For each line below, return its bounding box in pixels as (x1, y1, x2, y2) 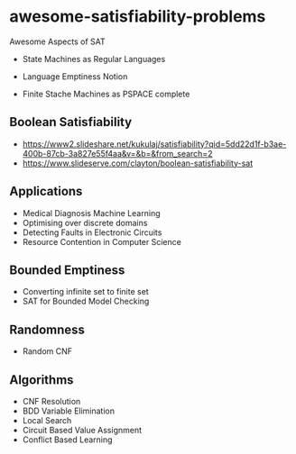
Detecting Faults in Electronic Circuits (22, 227, 162, 238)
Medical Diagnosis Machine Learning (22, 207, 161, 218)
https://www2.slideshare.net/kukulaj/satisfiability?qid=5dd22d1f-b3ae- (22, 138, 287, 150)
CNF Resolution (22, 396, 81, 406)
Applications (9, 184, 83, 199)
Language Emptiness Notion (22, 70, 128, 82)
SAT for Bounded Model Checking (22, 295, 150, 307)
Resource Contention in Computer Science (22, 236, 182, 247)
